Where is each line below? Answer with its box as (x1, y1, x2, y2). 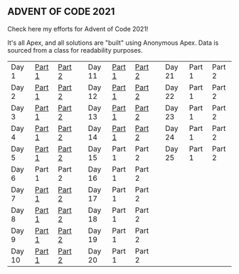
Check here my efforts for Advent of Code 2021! (7, 24, 149, 33)
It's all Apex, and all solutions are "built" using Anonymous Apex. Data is (7, 38, 219, 47)
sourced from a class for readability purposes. (7, 46, 144, 54)
